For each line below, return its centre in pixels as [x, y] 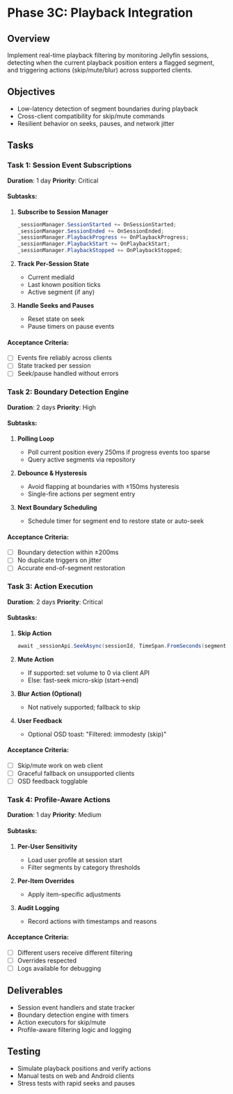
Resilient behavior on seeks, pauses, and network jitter [96, 123]
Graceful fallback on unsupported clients [76, 773]
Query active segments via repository [81, 459]
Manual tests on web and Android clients [75, 1076]
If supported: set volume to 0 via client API [89, 673]
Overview [29, 39]
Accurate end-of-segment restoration [71, 568]
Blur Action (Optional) [49, 694]
